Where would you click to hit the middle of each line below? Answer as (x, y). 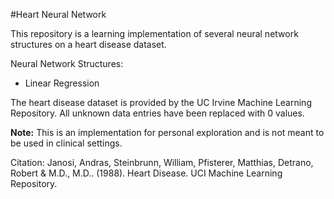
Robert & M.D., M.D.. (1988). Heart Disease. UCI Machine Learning (146, 173)
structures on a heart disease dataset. (88, 44)
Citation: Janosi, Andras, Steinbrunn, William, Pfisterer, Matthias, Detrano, (162, 162)
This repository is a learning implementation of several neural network (154, 33)
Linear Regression (62, 83)
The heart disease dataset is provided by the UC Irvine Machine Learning (161, 102)
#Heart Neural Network (58, 14)
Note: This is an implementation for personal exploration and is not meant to (167, 132)
